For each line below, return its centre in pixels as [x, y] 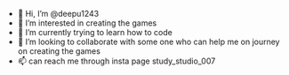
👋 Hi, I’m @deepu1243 [58, 14]
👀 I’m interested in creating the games [87, 23]
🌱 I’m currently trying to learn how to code [95, 32]
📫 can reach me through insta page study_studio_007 [116, 61]
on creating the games [59, 51]
